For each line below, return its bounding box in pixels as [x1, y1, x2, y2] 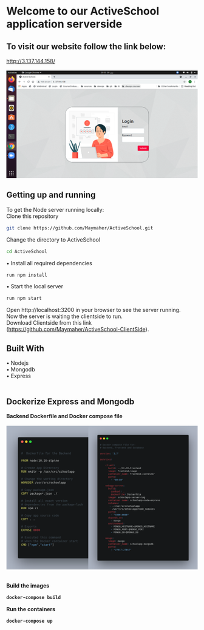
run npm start [6, 296, 42, 302]
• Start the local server [6, 283, 64, 290]
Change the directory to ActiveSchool [6, 235, 101, 243]
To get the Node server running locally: [6, 206, 104, 213]
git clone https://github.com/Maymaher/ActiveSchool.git [6, 225, 154, 231]
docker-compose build [6, 595, 61, 601]
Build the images [6, 582, 50, 589]
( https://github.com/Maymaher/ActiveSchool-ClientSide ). [6, 326, 149, 333]
